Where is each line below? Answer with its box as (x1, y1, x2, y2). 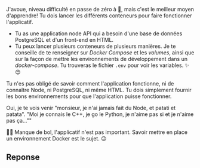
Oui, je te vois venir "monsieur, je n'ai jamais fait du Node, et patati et (6, 105, 176, 111)
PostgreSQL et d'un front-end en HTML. (14, 36, 114, 43)
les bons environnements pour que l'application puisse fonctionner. (6, 93, 172, 100)
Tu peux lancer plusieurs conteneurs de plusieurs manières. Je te (14, 42, 176, 50)
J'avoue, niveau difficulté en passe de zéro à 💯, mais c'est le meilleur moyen (6, 6, 194, 13)
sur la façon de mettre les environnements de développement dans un (14, 56, 188, 62)
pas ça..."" (6, 117, 32, 124)
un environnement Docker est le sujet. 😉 (6, 135, 107, 142)
